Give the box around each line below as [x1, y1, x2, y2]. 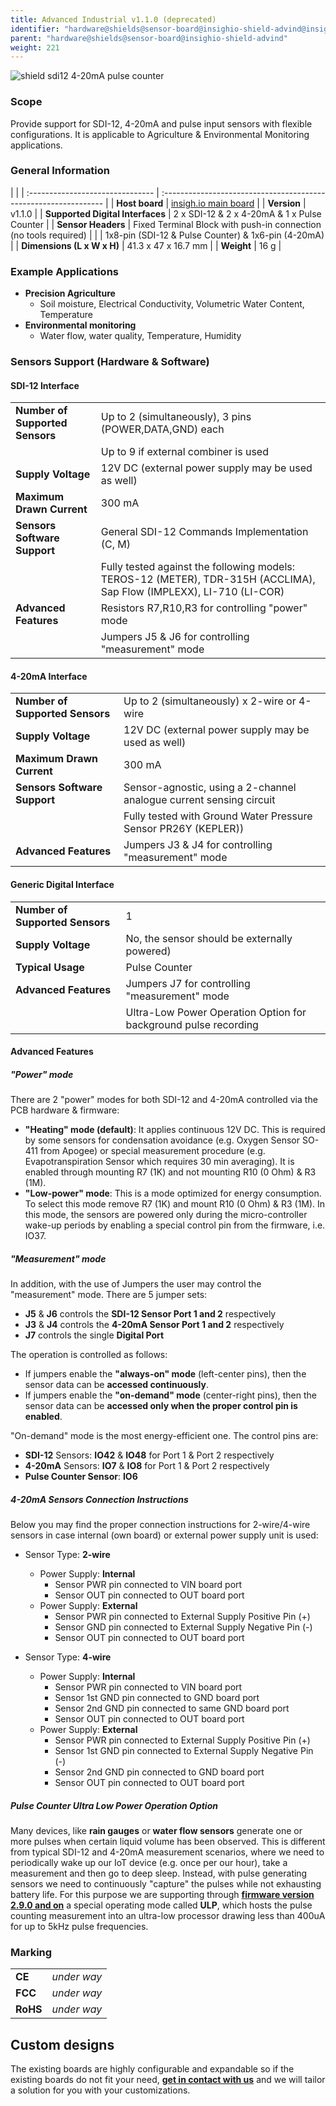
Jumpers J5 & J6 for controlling [100, 630, 250, 644]
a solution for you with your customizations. [10, 2084, 191, 2096]
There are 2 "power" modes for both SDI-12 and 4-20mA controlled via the [10, 1094, 318, 1106]
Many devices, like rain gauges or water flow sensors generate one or [10, 1825, 303, 1837]
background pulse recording [125, 1017, 259, 1031]
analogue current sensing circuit [123, 793, 276, 807]
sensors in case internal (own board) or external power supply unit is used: [10, 1529, 319, 1541]
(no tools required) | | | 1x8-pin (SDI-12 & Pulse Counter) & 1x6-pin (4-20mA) [10, 229, 325, 241]
